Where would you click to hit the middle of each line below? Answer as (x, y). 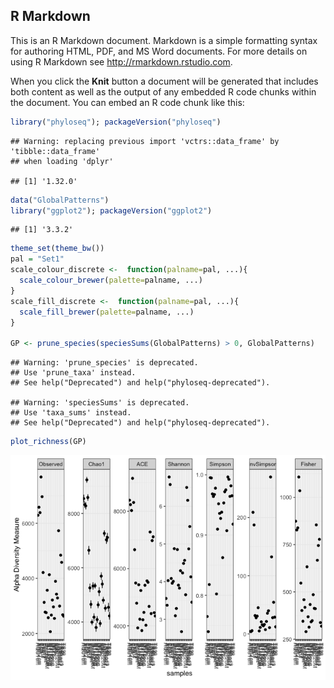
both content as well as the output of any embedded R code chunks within (163, 91)
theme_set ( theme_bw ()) (57, 249)
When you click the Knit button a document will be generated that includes (164, 81)
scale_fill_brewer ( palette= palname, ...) (107, 312)
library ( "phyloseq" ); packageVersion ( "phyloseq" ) (116, 122)
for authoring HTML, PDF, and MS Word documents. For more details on (159, 51)
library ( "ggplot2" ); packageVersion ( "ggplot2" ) (111, 210)
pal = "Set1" (37, 259)
